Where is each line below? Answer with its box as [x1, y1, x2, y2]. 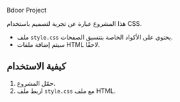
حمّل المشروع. [16, 79, 56, 87]
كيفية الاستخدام [6, 61, 66, 73]
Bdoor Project [6, 6, 47, 14]
